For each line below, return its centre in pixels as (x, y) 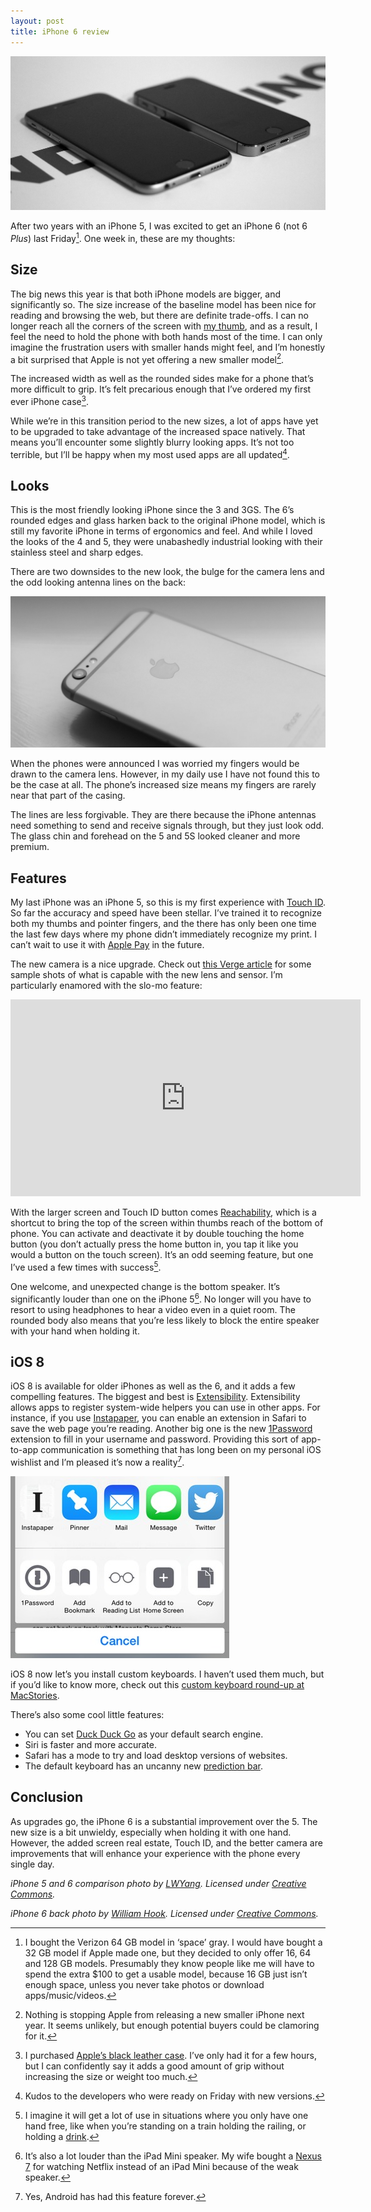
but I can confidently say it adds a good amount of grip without (154, 2066)
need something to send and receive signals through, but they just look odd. (167, 826)
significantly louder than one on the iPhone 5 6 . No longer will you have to (161, 1298)
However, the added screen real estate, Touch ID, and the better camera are (166, 1842)
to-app (24, 1450)
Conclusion (47, 1797)
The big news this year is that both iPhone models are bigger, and (145, 294)
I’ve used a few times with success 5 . (86, 1266)
